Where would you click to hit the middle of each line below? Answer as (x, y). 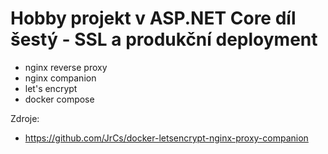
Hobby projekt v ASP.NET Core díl (153, 18)
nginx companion (60, 78)
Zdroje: (25, 118)
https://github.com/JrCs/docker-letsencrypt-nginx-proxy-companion (166, 138)
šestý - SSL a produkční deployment (164, 39)
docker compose (59, 99)
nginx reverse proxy (66, 67)
